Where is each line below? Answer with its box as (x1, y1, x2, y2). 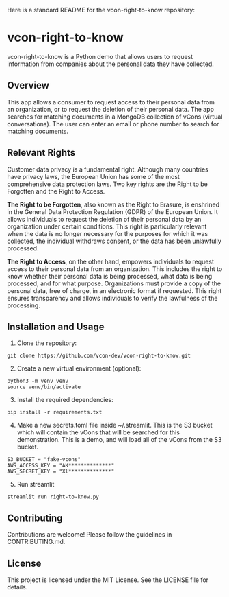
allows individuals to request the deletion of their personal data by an (7, 215, 202, 223)
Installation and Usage (7, 320, 105, 332)
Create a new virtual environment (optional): (16, 364, 142, 373)
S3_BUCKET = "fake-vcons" (7, 456, 81, 463)
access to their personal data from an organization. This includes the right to (7, 264, 223, 273)
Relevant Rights (7, 147, 76, 159)
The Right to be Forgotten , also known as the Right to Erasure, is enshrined (7, 200, 220, 209)
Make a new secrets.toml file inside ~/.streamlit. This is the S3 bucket (16, 421, 213, 430)
